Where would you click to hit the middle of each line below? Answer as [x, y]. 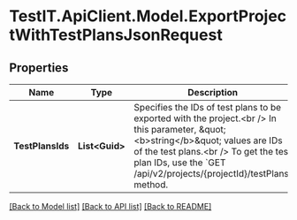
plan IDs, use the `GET [180, 163]
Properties [39, 68]
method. [151, 185]
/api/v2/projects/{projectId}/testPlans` [213, 174]
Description [213, 92]
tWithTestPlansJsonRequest [116, 35]
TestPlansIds [42, 146]
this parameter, [165, 129]
